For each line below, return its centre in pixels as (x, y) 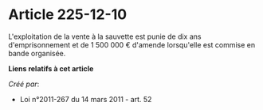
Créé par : (24, 84)
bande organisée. (37, 53)
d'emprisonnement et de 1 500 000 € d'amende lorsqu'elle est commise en (132, 44)
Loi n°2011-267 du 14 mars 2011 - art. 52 (86, 99)
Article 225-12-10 (68, 15)
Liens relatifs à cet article (51, 68)
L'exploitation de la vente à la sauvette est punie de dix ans (105, 36)
